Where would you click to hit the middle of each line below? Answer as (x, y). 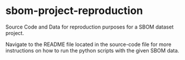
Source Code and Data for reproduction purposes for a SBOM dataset (90, 27)
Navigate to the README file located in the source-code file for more (88, 44)
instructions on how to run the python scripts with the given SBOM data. (92, 50)
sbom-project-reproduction (74, 11)
